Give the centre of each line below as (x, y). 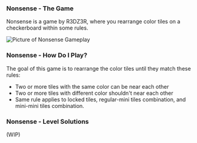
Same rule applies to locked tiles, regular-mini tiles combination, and (100, 99)
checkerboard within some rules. (47, 28)
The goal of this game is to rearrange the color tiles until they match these (98, 68)
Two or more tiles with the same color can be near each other (92, 86)
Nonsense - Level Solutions (48, 121)
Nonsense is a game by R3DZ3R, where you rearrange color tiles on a (93, 22)
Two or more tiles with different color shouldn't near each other (94, 93)
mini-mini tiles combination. (50, 106)
